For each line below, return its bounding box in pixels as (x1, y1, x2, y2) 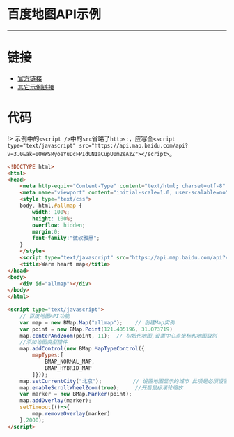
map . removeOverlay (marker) (32, 410, 111, 417)
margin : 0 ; (32, 228, 61, 235)
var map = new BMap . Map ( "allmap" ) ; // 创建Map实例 (19, 319, 175, 326)
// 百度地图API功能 (19, 313, 70, 320)
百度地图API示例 (7, 6, 101, 22)
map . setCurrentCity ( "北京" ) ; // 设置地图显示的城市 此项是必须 (19, 378, 218, 385)
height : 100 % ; (32, 215, 73, 222)
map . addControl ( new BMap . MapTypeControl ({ (19, 345, 145, 352)
